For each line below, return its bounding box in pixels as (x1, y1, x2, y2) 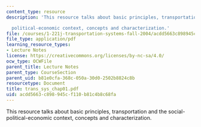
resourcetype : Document (6, 80, 66, 86)
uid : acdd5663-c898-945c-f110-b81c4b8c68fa (6, 92, 117, 98)
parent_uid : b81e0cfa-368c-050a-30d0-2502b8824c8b (6, 75, 135, 81)
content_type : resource (6, 8, 66, 15)
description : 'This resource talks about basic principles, (6, 14, 160, 20)
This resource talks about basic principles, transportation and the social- (6, 108, 185, 115)
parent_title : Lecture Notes (6, 64, 79, 70)
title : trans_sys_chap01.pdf (6, 86, 79, 92)
